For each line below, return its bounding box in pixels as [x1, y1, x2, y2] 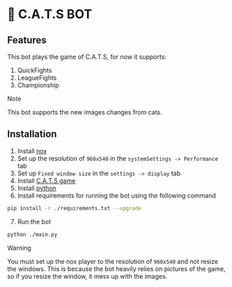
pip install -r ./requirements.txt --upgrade [7, 205, 141, 212]
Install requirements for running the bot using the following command [17, 191, 216, 200]
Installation [7, 128, 57, 140]
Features [7, 34, 47, 46]
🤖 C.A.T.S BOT [7, 6, 93, 22]
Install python [17, 184, 57, 192]
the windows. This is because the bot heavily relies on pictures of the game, [7, 265, 226, 273]
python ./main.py [7, 230, 58, 238]
